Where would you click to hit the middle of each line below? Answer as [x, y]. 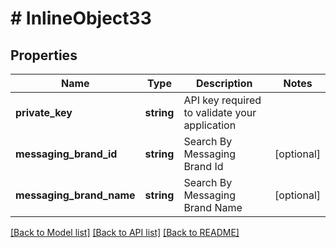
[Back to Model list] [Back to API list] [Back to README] [125, 232]
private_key [44, 112]
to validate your [220, 112]
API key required [222, 100]
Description [224, 83]
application [210, 125]
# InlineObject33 [81, 18]
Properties [44, 55]
